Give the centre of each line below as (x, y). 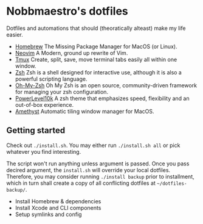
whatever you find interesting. (44, 151)
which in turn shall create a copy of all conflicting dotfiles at (81, 183)
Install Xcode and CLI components (58, 208)
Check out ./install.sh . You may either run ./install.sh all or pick (93, 145)
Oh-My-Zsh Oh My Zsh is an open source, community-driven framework (106, 85)
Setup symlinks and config (48, 214)
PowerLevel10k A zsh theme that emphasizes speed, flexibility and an (102, 98)
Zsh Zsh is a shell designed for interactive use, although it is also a (98, 72)
